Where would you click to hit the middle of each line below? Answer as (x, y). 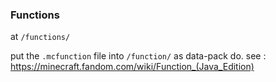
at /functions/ (40, 37)
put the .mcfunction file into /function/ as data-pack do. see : (138, 56)
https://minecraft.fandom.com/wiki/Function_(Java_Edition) (132, 67)
